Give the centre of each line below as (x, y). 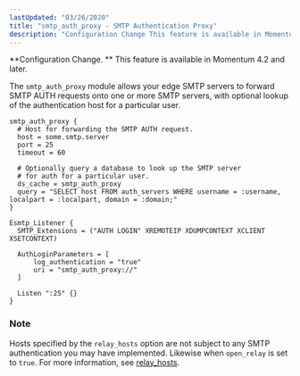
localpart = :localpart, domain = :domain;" (93, 200)
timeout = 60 (42, 153)
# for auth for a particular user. (83, 176)
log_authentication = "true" (87, 263)
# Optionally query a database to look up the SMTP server (129, 169)
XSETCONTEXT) (33, 239)
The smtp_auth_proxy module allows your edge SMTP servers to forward (142, 87)
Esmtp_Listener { (42, 223)
